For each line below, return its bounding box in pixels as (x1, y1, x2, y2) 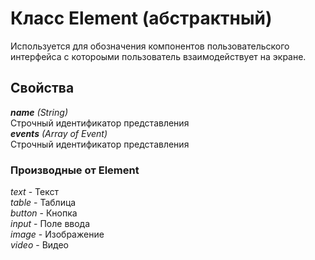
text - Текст (10, 186, 59, 198)
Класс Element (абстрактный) (10, 7, 273, 30)
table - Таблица (10, 197, 77, 209)
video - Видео (10, 239, 70, 251)
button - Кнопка (10, 207, 78, 219)
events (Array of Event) (10, 127, 108, 139)
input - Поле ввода (10, 218, 91, 230)
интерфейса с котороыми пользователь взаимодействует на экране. (10, 50, 307, 62)
